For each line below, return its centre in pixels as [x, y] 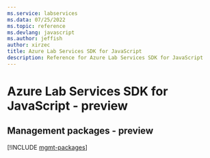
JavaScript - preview [68, 106]
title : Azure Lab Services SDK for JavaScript [75, 52]
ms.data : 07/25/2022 [37, 20]
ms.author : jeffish [35, 39]
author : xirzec [29, 45]
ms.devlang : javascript [41, 32]
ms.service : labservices [42, 13]
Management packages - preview [80, 131]
